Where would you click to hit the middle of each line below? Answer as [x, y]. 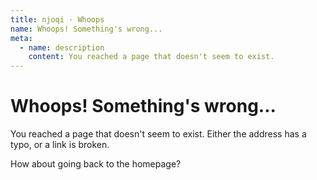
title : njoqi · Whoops [57, 19]
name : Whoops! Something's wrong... [86, 29]
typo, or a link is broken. [60, 145]
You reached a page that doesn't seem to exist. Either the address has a [158, 134]
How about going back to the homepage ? [96, 164]
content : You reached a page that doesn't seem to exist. [151, 57]
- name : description [62, 47]
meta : [21, 38]
